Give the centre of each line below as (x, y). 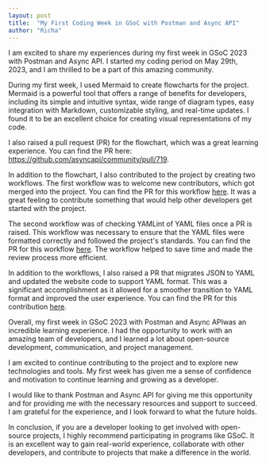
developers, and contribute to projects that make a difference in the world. (130, 452)
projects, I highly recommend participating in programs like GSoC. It (144, 436)
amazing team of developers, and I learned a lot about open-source (119, 339)
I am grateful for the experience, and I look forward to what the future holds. (133, 412)
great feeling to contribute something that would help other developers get (130, 200)
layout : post (30, 15)
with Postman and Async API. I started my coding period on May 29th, (123, 61)
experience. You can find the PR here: (70, 151)
